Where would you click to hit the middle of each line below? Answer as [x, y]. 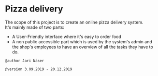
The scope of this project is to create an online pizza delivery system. [74, 22]
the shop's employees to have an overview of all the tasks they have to [82, 47]
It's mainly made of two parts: [35, 27]
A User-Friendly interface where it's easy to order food [67, 37]
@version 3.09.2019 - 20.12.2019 [39, 69]
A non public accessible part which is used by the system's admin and [82, 41]
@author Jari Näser [25, 61]
